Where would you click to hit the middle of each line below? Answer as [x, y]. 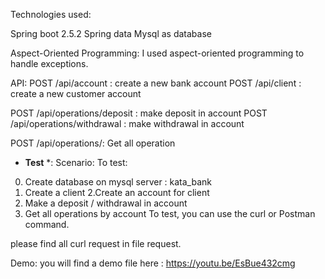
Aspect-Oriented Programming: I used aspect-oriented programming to [157, 53]
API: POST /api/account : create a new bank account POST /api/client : [156, 83]
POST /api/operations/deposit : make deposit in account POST [139, 113]
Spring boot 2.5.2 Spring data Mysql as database [111, 33]
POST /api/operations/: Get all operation [93, 143]
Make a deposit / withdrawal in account [106, 203]
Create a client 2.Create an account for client [117, 192]
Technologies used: [51, 14]
